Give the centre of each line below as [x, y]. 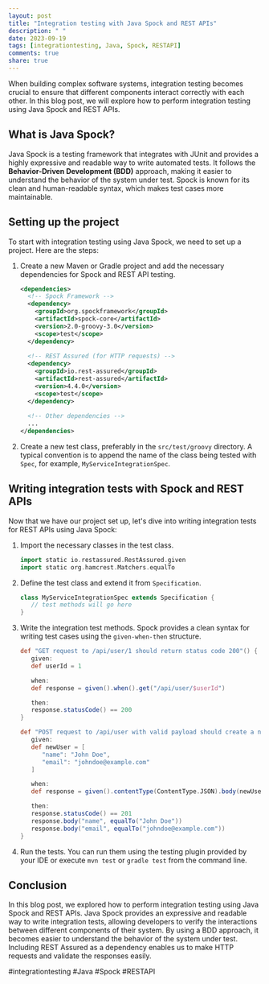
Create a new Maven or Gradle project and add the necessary [122, 266]
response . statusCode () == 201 [82, 814]
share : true [28, 61]
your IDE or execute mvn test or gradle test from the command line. [133, 860]
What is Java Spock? [61, 135]
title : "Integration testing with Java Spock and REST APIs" [113, 23]
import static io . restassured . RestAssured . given [103, 560]
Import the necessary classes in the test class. [97, 545]
